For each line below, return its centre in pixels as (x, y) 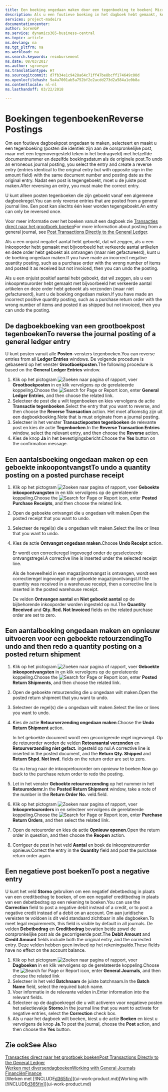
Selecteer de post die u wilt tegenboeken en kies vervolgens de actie (83, 401)
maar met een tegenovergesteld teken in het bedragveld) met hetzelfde (79, 154)
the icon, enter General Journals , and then (86, 970)
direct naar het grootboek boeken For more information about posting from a (83, 227)
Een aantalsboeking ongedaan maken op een (77, 460)
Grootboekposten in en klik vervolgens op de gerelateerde (73, 385)
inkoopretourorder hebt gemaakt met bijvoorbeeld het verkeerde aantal (78, 283)
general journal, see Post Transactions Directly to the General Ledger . (77, 232)
